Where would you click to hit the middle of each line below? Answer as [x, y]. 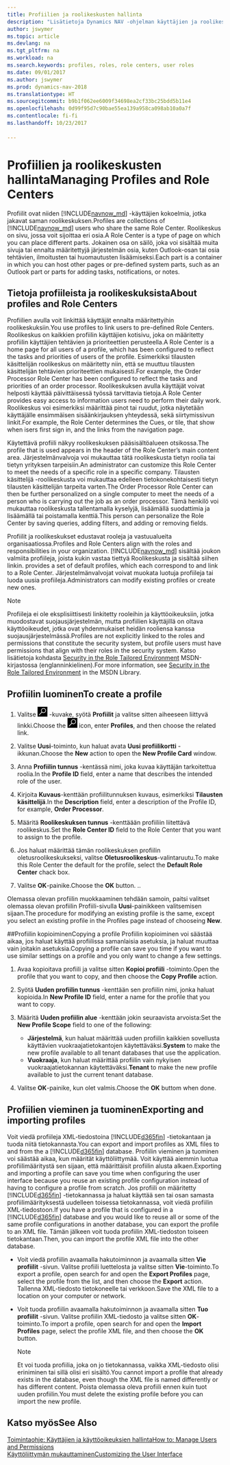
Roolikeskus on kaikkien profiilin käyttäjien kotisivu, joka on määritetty [105, 335]
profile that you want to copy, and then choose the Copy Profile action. [117, 976]
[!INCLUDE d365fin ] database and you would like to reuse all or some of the [113, 1217]
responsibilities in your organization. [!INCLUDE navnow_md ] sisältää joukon [114, 551]
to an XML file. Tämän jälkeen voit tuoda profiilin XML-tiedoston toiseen [108, 1231]
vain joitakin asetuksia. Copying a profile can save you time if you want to [110, 949]
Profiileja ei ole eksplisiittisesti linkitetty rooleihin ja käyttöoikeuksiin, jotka [111, 614]
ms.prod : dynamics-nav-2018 [47, 87]
